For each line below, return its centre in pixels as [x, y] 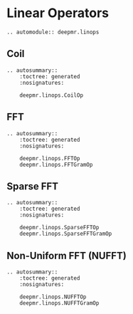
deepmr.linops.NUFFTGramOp [59, 303]
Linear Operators [58, 13]
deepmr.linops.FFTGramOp [56, 164]
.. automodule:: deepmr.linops [53, 32]
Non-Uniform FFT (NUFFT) [67, 255]
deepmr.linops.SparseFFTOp [59, 228]
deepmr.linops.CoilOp [51, 95]
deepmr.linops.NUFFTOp [53, 297]
